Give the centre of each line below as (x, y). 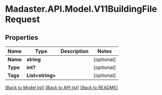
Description (75, 51)
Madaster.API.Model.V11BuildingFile (81, 9)
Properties (22, 37)
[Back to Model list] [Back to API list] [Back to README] (62, 87)
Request (23, 19)
